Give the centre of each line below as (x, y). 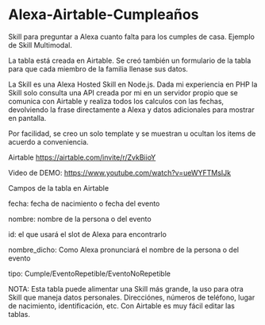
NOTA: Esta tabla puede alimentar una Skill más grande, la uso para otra (126, 288)
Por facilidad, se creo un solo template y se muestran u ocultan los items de (132, 133)
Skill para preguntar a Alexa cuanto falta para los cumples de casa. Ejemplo (132, 37)
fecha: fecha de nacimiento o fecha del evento (84, 203)
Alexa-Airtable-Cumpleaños (104, 15)
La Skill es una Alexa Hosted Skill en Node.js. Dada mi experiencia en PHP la (133, 84)
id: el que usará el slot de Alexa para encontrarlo (87, 234)
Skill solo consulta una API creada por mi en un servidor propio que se (123, 92)
